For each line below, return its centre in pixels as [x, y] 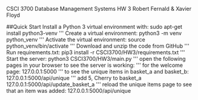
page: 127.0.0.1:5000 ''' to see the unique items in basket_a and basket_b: [97, 71]
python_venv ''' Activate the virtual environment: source [76, 39]
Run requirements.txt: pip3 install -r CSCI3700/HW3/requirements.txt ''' [96, 52]
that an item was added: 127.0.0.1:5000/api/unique [69, 91]
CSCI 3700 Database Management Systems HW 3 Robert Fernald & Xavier [99, 9]
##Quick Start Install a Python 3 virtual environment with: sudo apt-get [94, 27]
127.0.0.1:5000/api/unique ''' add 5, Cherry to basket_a [74, 78]
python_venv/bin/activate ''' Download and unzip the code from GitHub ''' [98, 46]
